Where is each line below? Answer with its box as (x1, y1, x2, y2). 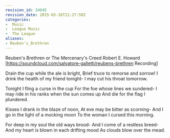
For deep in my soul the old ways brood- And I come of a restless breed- (5, 121, 159, 128)
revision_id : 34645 (5, 7, 47, 13)
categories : (5, 17, 31, 22)
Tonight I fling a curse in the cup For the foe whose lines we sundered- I (5, 85, 157, 91)
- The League (5, 31, 36, 36)
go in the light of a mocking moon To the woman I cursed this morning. (5, 111, 155, 118)
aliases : (5, 36, 24, 41)
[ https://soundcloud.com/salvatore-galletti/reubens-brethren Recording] (5, 60, 158, 66)
